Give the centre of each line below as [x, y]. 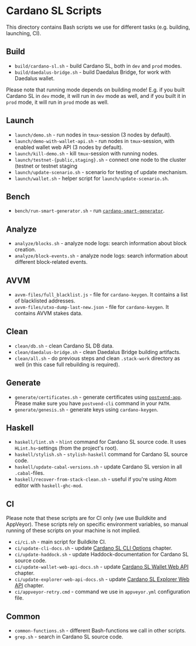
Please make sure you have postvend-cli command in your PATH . [92, 403]
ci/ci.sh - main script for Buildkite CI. [60, 542]
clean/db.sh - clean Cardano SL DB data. [64, 346]
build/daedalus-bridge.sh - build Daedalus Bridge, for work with [92, 72]
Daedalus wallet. [35, 78]
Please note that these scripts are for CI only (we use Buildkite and [86, 518]
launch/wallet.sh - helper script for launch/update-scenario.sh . [92, 178]
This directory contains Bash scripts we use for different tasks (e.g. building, [98, 27]
